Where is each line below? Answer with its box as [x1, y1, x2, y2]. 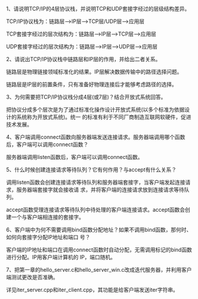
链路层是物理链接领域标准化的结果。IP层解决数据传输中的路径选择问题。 [6, 68, 183, 75]
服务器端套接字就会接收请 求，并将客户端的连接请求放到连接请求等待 [16, 186, 184, 193]
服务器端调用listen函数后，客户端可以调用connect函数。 [6, 154, 143, 160]
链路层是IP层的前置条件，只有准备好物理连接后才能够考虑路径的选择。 [6, 81, 177, 88]
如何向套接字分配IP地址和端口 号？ [6, 234, 91, 240]
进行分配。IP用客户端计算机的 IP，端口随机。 [6, 254, 116, 260]
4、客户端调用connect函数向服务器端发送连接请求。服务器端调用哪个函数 [6, 133, 186, 141]
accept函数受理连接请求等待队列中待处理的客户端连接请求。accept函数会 [6, 206, 186, 213]
